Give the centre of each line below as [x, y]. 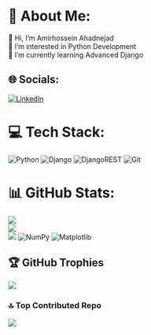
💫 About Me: [50, 16]
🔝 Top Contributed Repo [55, 306]
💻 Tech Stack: [57, 132]
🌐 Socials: [34, 79]
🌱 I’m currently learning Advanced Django [76, 55]
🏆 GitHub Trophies [56, 263]
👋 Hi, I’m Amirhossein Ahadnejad [61, 38]
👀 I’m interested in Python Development [72, 46]
